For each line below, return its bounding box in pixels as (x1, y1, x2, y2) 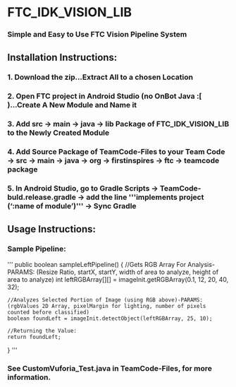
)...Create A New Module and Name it (7, 100, 137, 110)
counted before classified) (7, 309, 90, 316)
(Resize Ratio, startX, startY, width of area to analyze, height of (36, 268, 219, 276)
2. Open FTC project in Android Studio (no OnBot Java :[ (7, 91, 202, 101)
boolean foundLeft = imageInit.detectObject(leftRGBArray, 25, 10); (7, 315, 213, 322)
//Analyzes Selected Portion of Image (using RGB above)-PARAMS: (7, 296, 203, 304)
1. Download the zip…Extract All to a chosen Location (7, 72, 194, 82)
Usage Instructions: (7, 223, 97, 235)
